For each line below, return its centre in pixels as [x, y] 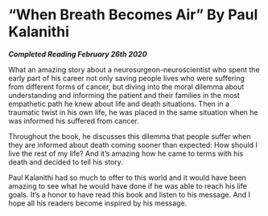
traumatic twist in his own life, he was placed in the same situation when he [133, 112]
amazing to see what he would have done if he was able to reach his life [128, 185]
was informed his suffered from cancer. [74, 120]
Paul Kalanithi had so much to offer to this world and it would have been [128, 177]
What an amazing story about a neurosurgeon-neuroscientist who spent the [134, 69]
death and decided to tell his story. [66, 161]
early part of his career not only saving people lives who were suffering [127, 78]
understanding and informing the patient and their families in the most [124, 95]
